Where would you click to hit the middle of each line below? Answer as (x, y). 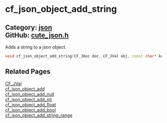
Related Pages (28, 72)
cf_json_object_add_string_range (39, 115)
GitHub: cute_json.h (37, 35)
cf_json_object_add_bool (31, 110)
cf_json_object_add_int (29, 99)
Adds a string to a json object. (36, 47)
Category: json (29, 28)
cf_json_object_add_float (31, 105)
